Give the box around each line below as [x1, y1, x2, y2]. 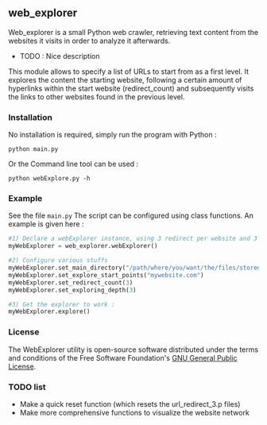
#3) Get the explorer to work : [8, 300, 115, 308]
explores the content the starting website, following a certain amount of [8, 75, 242, 84]
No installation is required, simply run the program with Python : [8, 130, 217, 140]
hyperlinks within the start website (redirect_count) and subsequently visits [8, 83, 254, 93]
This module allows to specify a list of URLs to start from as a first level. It [8, 67, 249, 76]
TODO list [8, 381, 46, 392]
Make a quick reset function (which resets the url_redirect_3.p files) [19, 399, 241, 408]
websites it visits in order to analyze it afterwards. [8, 36, 171, 45]
